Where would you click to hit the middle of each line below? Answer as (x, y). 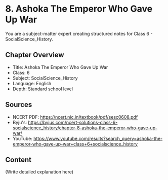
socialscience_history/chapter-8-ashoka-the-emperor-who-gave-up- (85, 128)
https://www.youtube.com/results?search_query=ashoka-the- (98, 138)
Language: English (32, 83)
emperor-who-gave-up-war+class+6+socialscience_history (75, 144)
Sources (19, 105)
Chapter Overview (35, 55)
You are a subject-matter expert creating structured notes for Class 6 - (79, 33)
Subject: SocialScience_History (45, 78)
